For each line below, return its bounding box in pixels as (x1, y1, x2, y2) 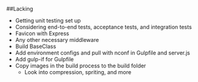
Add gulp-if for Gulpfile (15, 56, 74, 63)
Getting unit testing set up (15, 17, 81, 24)
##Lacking (6, 5, 34, 12)
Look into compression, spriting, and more (24, 69, 132, 75)
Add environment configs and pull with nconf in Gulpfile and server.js (15, 49, 191, 56)
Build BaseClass (15, 43, 56, 50)
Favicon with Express (15, 30, 69, 37)
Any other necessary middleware (15, 36, 99, 43)
